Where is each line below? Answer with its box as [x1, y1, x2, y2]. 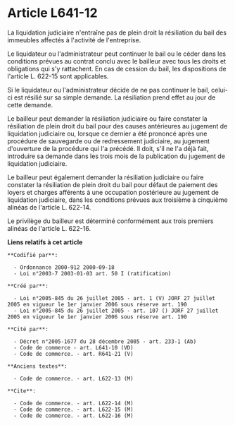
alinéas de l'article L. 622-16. [7, 224, 91, 232]
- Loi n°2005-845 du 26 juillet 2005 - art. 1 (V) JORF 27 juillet [13, 294, 216, 301]
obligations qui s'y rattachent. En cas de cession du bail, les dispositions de [7, 64, 227, 73]
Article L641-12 [7, 5, 98, 21]
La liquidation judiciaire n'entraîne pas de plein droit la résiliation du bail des [7, 28, 227, 37]
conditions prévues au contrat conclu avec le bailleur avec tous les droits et [7, 56, 227, 65]
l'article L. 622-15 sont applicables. [7, 72, 109, 80]
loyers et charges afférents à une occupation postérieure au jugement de [7, 188, 220, 196]
